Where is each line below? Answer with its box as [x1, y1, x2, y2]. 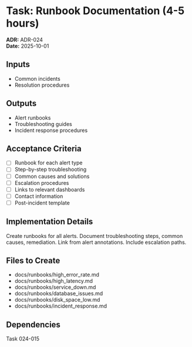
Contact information [14, 193, 63, 200]
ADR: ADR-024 [6, 36, 43, 43]
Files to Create [6, 256, 60, 266]
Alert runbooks [14, 114, 51, 121]
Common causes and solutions [14, 173, 90, 180]
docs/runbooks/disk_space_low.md [14, 296, 100, 303]
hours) [6, 16, 39, 30]
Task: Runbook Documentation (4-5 [6, 4, 185, 18]
